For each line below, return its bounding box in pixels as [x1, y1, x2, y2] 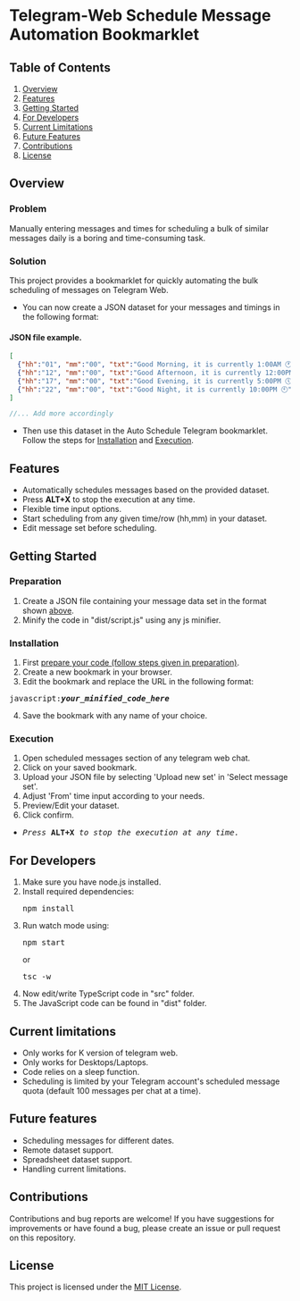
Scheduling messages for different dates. [21, 1135, 175, 1146]
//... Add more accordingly [9, 409, 114, 418]
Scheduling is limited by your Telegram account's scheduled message [21, 1076, 280, 1087]
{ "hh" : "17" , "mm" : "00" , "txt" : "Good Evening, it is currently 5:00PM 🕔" [17, 376, 296, 385]
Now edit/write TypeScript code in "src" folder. [21, 988, 195, 999]
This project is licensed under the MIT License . [9, 1281, 182, 1292]
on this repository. [9, 1232, 76, 1243]
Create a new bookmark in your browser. [21, 667, 172, 677]
